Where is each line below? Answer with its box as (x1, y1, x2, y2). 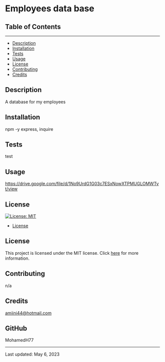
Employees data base (5, 3, 95, 14)
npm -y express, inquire (5, 126, 54, 132)
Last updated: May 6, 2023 (5, 351, 60, 357)
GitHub (5, 324, 27, 332)
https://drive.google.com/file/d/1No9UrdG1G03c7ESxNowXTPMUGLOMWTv (5, 181, 159, 187)
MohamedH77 (5, 337, 34, 343)
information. (5, 255, 30, 261)
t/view (5, 186, 18, 192)
